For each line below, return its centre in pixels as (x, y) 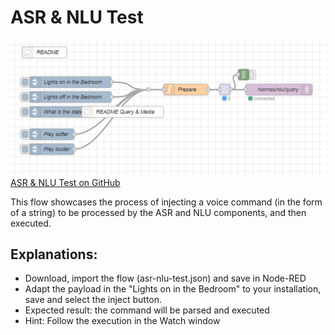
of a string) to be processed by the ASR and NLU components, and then (158, 212)
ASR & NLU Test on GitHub (65, 182)
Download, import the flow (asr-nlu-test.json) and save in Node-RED (165, 278)
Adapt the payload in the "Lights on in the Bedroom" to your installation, (173, 289)
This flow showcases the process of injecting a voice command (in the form (166, 202)
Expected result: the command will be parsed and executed (147, 310)
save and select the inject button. (93, 300)
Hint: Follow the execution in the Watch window (122, 321)
